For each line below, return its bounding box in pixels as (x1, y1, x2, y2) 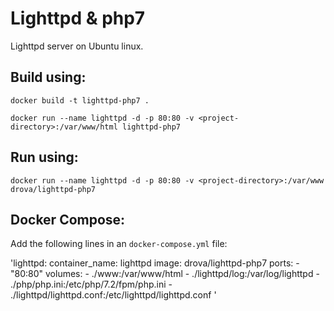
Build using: (10, 69, 87, 86)
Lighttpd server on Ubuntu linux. (10, 40, 144, 52)
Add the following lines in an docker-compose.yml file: (10, 238, 228, 250)
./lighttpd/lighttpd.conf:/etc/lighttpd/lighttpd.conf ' (10, 289, 217, 301)
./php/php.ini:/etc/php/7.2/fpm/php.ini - (10, 278, 173, 291)
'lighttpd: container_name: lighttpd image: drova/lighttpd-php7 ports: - (10, 257, 300, 269)
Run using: (10, 149, 79, 166)
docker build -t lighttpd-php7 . (10, 95, 150, 106)
